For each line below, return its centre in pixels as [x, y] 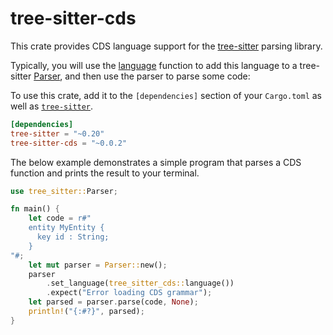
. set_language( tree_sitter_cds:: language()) [140, 283]
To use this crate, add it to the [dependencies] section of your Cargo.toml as [166, 95]
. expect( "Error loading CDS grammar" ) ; [129, 293]
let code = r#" [60, 218]
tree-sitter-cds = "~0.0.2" [69, 143]
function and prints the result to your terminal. [105, 173]
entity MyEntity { [66, 228]
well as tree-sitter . [52, 106]
